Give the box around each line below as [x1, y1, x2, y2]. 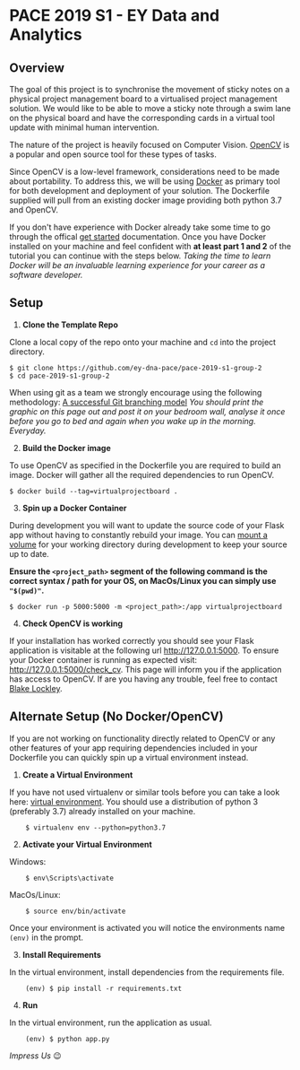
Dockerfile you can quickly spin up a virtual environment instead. [9, 752, 249, 762]
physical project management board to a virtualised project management [9, 93, 278, 104]
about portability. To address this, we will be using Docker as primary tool [9, 176, 280, 187]
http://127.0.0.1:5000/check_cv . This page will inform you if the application [9, 664, 282, 674]
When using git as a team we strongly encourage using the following [9, 387, 262, 397]
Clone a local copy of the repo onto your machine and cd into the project [9, 336, 276, 347]
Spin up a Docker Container [21, 502, 127, 513]
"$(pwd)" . [9, 585, 45, 596]
